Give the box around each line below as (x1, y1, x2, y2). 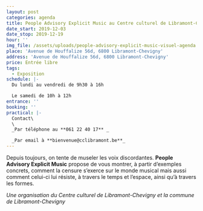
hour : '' (6, 37, 28, 43)
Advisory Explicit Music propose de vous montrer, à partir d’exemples (6, 161, 182, 167)
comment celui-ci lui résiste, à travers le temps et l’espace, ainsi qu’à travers (6, 174, 196, 180)
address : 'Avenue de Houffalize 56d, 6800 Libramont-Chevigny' (6, 54, 169, 60)
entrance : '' (6, 99, 39, 105)
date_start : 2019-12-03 (6, 25, 66, 32)
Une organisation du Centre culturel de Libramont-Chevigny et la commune (6, 192, 195, 198)
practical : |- (6, 109, 42, 115)
